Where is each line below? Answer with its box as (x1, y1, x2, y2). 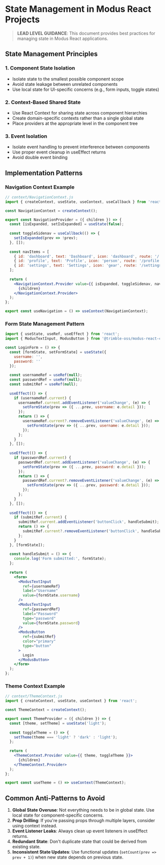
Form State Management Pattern (5, 320, 84, 327)
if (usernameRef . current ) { (14, 395, 71, 400)
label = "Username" (23, 589, 58, 593)
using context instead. (12, 823, 57, 829)
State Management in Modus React (5, 3, 151, 15)
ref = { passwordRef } (23, 606, 60, 612)
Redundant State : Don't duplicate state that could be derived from (12, 838, 147, 845)
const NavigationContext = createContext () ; (5, 208, 98, 213)
